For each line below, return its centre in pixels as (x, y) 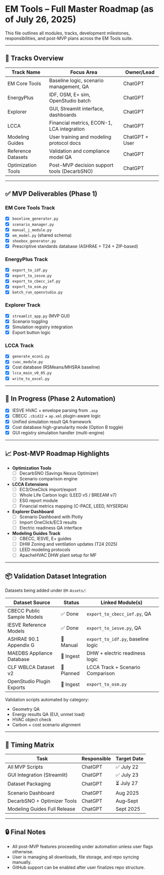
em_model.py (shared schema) (42, 235)
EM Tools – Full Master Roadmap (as (79, 9)
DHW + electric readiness (116, 653)
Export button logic (31, 332)
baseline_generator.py (35, 219)
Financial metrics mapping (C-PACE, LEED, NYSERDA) (74, 506)
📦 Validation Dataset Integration (56, 576)
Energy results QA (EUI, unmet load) (48, 715)
